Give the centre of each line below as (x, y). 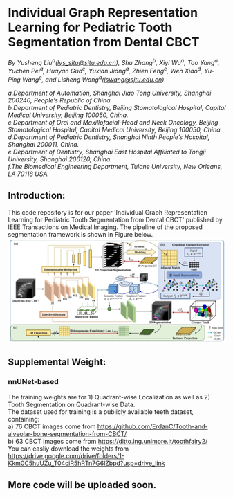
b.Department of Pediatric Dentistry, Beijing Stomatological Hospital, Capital (117, 107)
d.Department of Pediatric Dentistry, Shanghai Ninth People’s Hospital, (109, 137)
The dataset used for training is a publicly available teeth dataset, (101, 412)
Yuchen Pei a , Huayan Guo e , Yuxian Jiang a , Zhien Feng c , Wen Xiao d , (105, 71)
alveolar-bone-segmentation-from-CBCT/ (67, 433)
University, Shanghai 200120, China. (60, 159)
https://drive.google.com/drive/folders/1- (66, 455)
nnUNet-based (34, 382)
